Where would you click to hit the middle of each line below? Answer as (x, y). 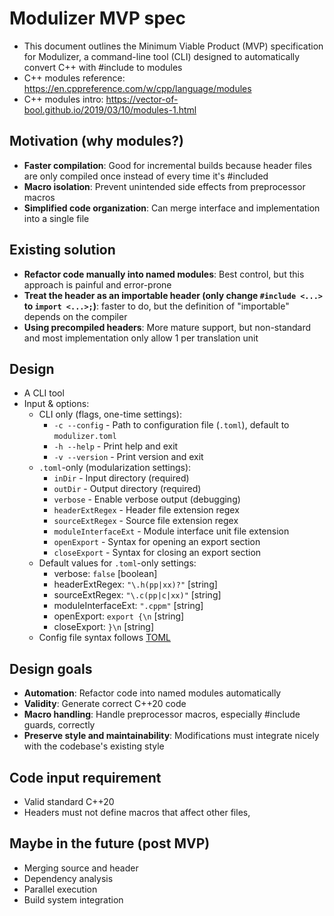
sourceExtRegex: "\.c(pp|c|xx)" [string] (137, 595)
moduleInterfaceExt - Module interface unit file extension (171, 531)
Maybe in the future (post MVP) (110, 843)
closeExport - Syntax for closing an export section (157, 553)
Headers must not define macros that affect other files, (137, 812)
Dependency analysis (68, 878)
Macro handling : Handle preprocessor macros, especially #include (162, 714)
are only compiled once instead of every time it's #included (146, 176)
